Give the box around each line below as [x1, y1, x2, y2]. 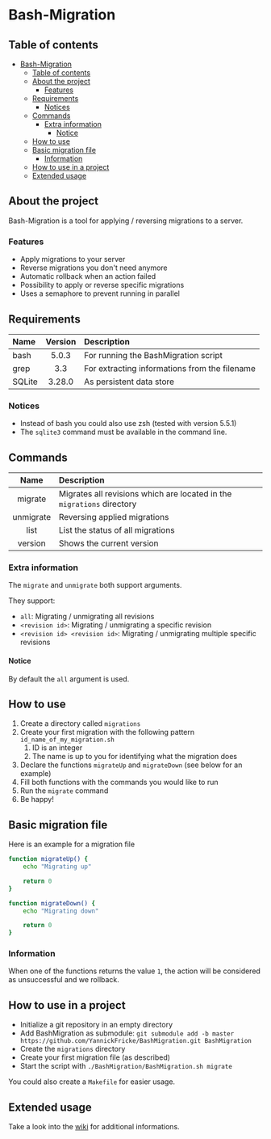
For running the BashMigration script [83, 349, 223, 361]
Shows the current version [59, 538, 159, 549]
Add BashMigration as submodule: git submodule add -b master [19, 1028, 235, 1038]
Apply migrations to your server [19, 255, 126, 264]
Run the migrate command [19, 786, 109, 795]
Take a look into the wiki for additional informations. [8, 1122, 180, 1132]
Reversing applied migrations [59, 512, 169, 523]
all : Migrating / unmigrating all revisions [19, 612, 155, 622]
